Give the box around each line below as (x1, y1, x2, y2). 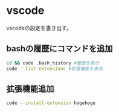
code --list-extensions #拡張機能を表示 (6, 66, 103, 72)
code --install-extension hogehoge (6, 100, 96, 106)
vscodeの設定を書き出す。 (6, 24, 72, 31)
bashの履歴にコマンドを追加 (6, 43, 113, 54)
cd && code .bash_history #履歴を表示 (6, 60, 100, 66)
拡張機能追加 (6, 84, 54, 94)
